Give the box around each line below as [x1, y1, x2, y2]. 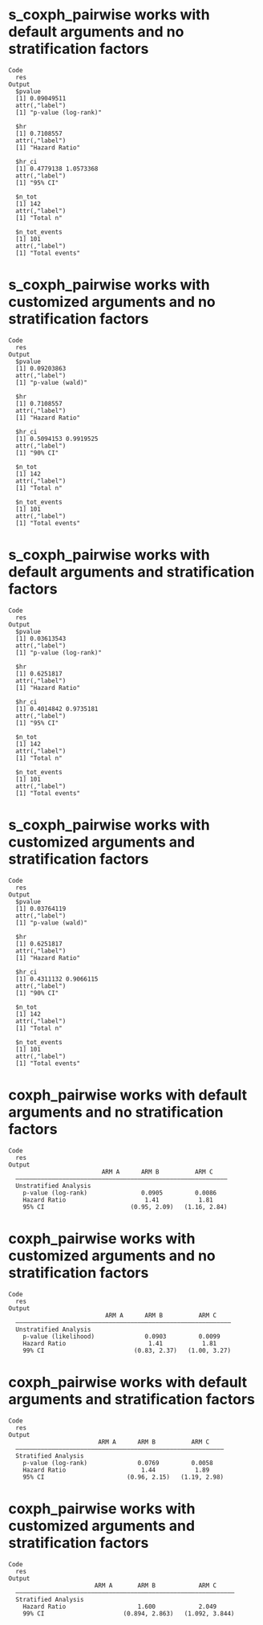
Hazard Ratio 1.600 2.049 [22, 1603, 217, 1611]
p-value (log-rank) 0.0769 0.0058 [22, 1459, 214, 1467]
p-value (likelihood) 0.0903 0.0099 [22, 1332, 221, 1341]
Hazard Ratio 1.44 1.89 [22, 1466, 210, 1474]
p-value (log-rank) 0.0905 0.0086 [22, 1189, 217, 1197]
